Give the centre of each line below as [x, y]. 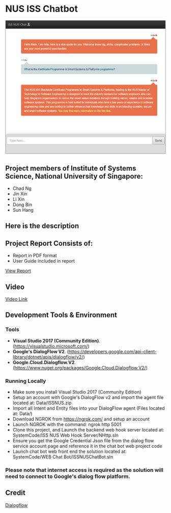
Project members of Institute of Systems [71, 168]
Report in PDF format [35, 255]
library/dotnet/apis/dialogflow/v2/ [48, 357]
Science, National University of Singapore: [74, 176]
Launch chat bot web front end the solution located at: [70, 451]
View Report [18, 271]
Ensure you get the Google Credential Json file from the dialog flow [83, 440]
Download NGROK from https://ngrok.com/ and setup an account [81, 419]
